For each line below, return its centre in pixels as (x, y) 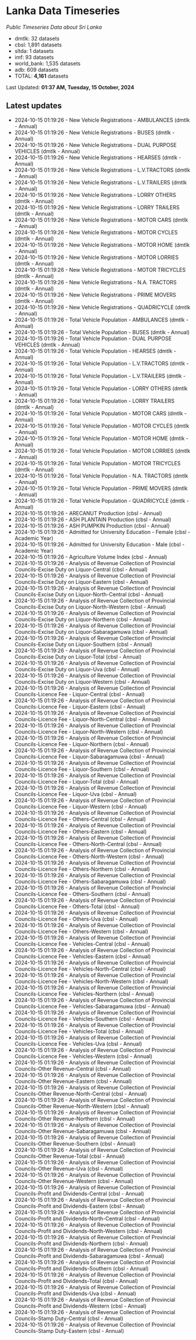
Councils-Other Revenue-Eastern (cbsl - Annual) (73, 1081)
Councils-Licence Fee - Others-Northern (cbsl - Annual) (82, 869)
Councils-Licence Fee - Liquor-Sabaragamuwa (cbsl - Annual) (90, 757)
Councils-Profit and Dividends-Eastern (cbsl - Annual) (80, 1206)
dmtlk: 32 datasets (37, 38)
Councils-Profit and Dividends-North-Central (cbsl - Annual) (87, 1218)
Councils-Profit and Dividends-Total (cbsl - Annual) (76, 1281)
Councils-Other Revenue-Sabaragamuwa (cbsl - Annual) (83, 1131)
